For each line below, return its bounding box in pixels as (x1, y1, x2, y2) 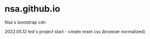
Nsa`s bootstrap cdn (4, 19, 46, 25)
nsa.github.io (4, 3, 60, 14)
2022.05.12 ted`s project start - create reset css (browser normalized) (4, 28, 146, 34)
